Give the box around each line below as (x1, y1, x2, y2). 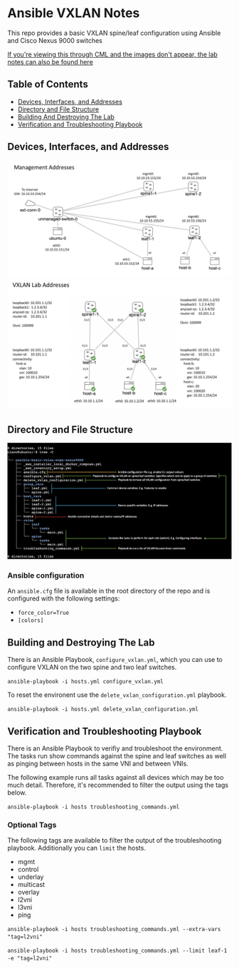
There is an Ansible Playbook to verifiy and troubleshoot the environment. (7, 744, 223, 753)
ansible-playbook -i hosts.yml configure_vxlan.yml (7, 678, 164, 686)
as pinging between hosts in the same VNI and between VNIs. (7, 759, 188, 768)
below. (7, 788, 27, 797)
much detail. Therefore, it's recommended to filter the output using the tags (7, 780, 229, 790)
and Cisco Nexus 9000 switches (7, 36, 103, 44)
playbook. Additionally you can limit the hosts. (7, 844, 146, 853)
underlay (17, 873, 44, 881)
